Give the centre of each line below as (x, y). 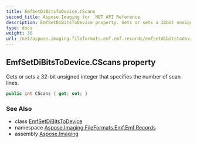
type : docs (19, 28)
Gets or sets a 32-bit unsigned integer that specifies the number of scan (93, 76)
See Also (19, 108)
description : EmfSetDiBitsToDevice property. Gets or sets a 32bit (90, 22)
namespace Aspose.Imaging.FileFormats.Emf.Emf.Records (85, 127)
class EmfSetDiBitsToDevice (48, 121)
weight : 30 (19, 33)
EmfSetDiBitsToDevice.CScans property (81, 62)
